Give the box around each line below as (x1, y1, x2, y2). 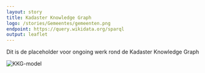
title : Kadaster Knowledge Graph (6, 15, 92, 21)
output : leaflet (6, 32, 48, 38)
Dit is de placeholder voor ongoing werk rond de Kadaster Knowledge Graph (6, 48, 199, 55)
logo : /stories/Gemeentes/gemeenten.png (6, 20, 111, 26)
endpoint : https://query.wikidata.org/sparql (6, 26, 124, 32)
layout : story (6, 9, 43, 15)
